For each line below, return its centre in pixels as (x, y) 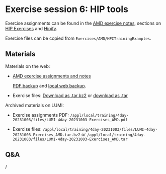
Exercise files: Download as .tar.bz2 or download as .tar (70, 95)
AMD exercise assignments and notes (52, 76)
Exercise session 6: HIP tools (67, 9)
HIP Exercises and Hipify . (31, 28)
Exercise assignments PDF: (41, 115)
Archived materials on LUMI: (35, 105)
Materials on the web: (28, 66)
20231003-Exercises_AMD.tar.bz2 (46, 135)
